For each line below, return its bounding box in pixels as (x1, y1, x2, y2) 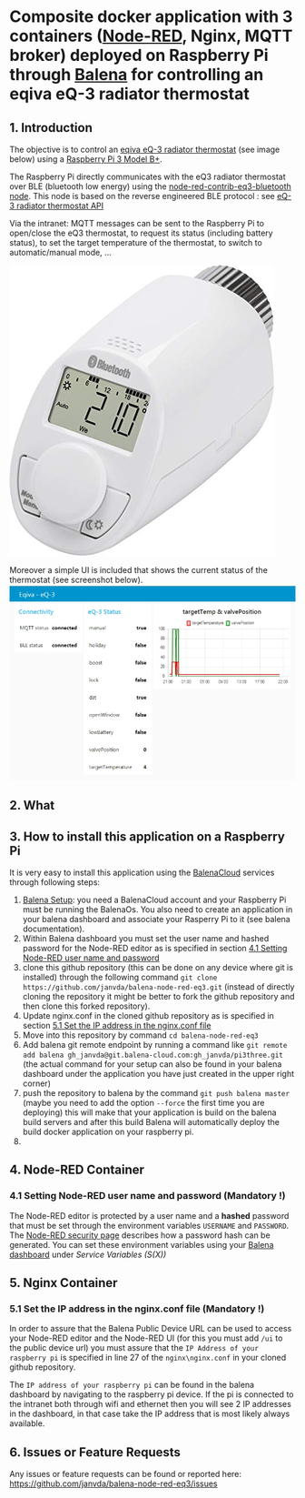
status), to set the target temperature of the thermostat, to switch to (9, 237, 263, 247)
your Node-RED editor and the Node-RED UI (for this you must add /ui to (9, 1332, 283, 1343)
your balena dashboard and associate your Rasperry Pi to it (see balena (22, 913, 290, 924)
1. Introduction (9, 120, 93, 136)
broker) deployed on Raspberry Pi (9, 45, 270, 65)
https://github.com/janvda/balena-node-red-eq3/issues (9, 1478, 218, 1489)
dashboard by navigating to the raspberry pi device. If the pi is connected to (9, 1389, 294, 1400)
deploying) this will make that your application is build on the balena (22, 1107, 277, 1118)
